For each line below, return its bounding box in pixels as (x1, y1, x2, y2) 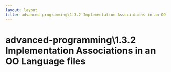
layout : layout (5, 7, 38, 13)
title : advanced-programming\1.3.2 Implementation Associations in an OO (5, 12, 166, 17)
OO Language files (5, 55, 86, 67)
